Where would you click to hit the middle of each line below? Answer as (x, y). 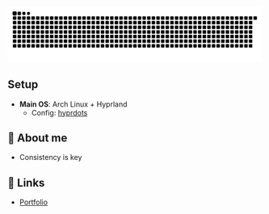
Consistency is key (50, 157)
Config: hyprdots (59, 112)
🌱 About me (38, 138)
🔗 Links (26, 183)
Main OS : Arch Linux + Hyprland (73, 104)
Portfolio (34, 202)
